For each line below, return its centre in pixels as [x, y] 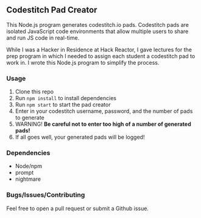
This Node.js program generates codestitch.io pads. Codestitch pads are [98, 24]
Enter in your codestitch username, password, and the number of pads [104, 111]
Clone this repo [34, 92]
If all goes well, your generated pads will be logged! [80, 137]
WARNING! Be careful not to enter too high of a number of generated [103, 124]
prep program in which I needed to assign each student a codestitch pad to [101, 56]
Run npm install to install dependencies [66, 98]
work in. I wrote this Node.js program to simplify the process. [83, 62]
